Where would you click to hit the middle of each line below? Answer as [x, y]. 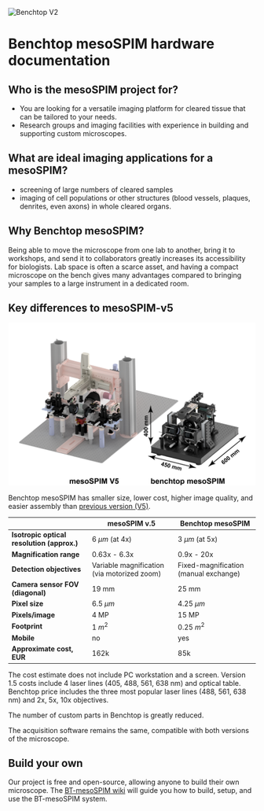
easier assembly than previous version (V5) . [79, 506]
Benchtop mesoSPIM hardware [111, 44]
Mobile [23, 638]
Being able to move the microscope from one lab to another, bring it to [122, 250]
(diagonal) [29, 593]
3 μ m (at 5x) [198, 539]
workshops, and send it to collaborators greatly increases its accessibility [127, 258]
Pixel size [27, 604]
